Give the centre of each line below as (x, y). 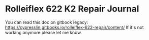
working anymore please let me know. (44, 32)
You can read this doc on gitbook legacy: (47, 22)
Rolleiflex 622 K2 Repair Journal (72, 9)
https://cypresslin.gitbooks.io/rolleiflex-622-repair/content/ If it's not (74, 27)
